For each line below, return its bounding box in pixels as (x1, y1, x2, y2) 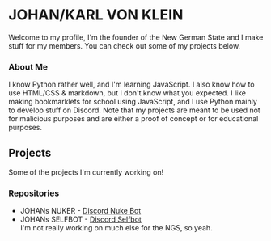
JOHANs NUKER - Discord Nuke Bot (19, 206, 142, 216)
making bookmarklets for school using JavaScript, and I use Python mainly (8, 97, 257, 107)
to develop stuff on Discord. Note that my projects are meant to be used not (8, 105, 260, 115)
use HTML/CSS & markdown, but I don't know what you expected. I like (8, 88, 247, 98)
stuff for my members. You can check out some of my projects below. (8, 40, 241, 50)
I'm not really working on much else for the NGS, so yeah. (19, 223, 213, 233)
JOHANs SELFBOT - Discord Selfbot (19, 214, 142, 224)
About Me (8, 61, 49, 72)
